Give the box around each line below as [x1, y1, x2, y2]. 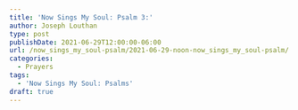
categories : [9, 54, 54, 63]
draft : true [9, 87, 54, 96]
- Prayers [17, 63, 54, 72]
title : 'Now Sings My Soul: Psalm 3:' [9, 12, 153, 22]
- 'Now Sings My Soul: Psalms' [17, 79, 134, 88]
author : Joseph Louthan [9, 21, 98, 30]
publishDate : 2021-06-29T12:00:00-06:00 [9, 37, 162, 47]
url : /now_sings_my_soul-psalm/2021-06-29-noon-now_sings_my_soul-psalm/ [9, 46, 290, 55]
